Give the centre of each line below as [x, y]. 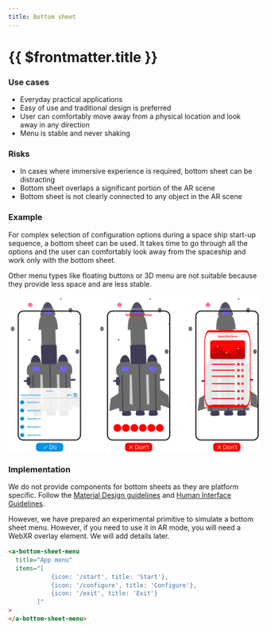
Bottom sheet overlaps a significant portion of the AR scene [118, 188]
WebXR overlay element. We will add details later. [89, 536]
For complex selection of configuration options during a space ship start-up [132, 234]
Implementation [40, 469]
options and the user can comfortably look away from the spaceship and [127, 252]
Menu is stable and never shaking [75, 133]
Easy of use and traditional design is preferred [95, 108]
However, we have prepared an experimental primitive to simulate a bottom [131, 519]
